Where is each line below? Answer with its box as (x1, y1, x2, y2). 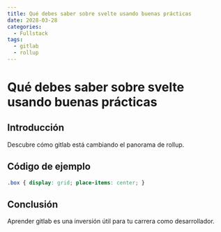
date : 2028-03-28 (7, 17, 58, 24)
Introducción (7, 122, 65, 133)
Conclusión (7, 198, 59, 210)
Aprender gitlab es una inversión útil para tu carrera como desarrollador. (7, 217, 215, 226)
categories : (7, 23, 42, 30)
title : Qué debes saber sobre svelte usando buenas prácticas (7, 10, 192, 17)
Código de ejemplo (7, 161, 91, 173)
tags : (7, 36, 23, 43)
